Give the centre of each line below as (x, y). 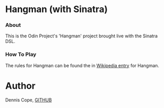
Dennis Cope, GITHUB (29, 100)
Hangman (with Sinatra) (57, 9)
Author (20, 86)
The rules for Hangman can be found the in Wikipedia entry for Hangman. (82, 65)
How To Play (21, 55)
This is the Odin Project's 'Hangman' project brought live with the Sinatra (81, 36)
